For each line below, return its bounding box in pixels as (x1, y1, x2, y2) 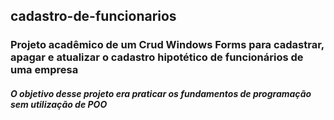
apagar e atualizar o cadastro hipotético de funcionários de (10, 50, 304, 64)
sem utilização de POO (10, 98, 108, 110)
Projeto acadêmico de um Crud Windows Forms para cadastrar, (10, 38, 325, 52)
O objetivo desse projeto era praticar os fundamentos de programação (10, 87, 312, 99)
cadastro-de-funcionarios (10, 8, 177, 25)
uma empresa (10, 63, 79, 77)
